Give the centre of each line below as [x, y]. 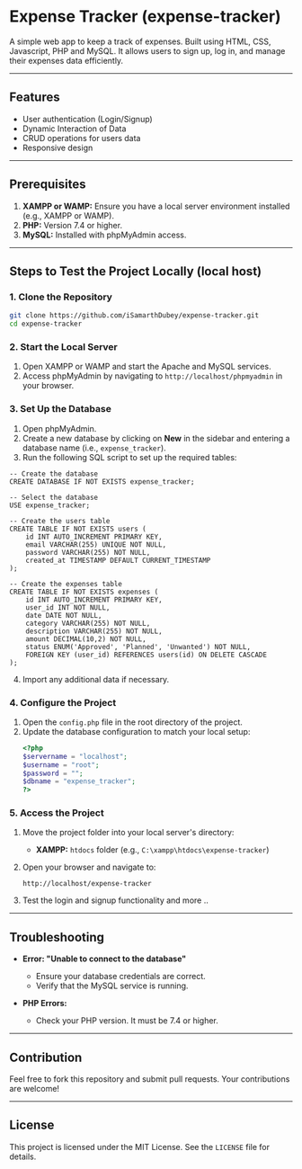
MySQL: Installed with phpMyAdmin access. [104, 235]
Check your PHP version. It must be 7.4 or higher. [127, 1021]
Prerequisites [48, 185]
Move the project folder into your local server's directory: [128, 833]
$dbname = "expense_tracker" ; [79, 781]
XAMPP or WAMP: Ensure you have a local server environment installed [156, 206]
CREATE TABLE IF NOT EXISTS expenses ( [84, 592]
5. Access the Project [57, 813]
